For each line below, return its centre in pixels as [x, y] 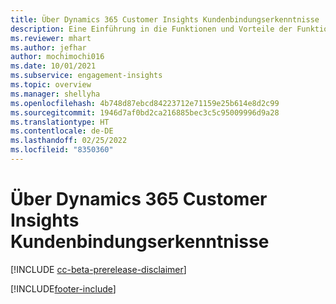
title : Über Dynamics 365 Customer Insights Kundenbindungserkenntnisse [165, 19]
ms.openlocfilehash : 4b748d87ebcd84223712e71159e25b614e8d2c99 [145, 103]
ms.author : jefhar [48, 47]
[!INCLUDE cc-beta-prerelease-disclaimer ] [98, 269]
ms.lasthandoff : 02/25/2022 [69, 141]
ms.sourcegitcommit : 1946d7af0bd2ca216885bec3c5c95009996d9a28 [145, 112]
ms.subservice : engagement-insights [86, 76]
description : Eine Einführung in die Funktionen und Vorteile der [151, 29]
